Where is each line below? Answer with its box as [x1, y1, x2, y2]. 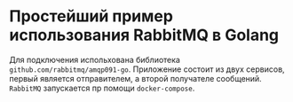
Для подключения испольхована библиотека [9, 54, 180, 65]
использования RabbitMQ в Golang [9, 25, 280, 45]
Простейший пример [9, 6, 173, 27]
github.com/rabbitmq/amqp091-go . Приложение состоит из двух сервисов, [9, 64, 286, 75]
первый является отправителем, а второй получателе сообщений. [9, 73, 262, 83]
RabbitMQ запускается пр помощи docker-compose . [9, 82, 195, 93]
